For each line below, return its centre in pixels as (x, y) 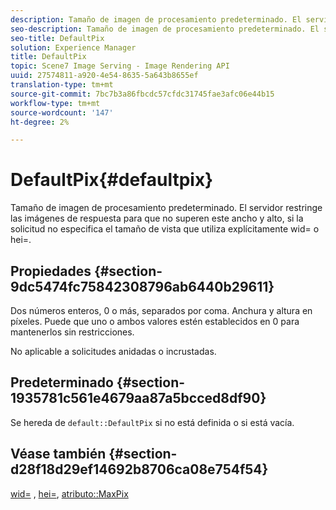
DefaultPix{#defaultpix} (112, 180)
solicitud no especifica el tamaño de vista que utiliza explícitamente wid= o (165, 229)
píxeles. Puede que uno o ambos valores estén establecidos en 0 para (155, 321)
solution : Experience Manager (73, 47)
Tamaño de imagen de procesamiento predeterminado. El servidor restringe (166, 208)
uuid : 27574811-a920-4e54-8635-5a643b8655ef (104, 76)
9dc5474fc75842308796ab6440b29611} (142, 286)
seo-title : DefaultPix (57, 38)
